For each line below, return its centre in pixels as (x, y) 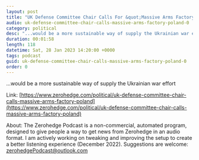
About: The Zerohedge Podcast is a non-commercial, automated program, (97, 126)
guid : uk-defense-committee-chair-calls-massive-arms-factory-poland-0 (96, 61)
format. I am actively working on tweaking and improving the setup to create (99, 138)
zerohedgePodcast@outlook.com (47, 151)
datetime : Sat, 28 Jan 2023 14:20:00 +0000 (61, 50)
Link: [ (14, 95)
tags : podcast (24, 56)
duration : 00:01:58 (30, 39)
